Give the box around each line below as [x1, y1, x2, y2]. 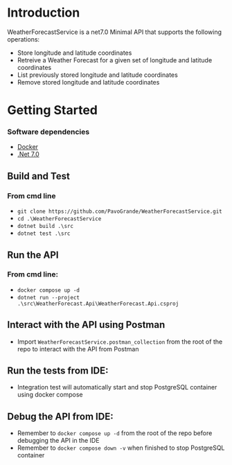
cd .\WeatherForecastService [17, 216, 102, 222]
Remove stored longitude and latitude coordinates [17, 78, 160, 86]
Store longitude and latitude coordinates [17, 49, 132, 57]
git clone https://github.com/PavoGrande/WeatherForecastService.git [17, 208, 223, 216]
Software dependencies [7, 127, 90, 137]
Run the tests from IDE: [7, 365, 109, 376]
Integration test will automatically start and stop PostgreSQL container [17, 383, 217, 392]
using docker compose [17, 390, 83, 399]
